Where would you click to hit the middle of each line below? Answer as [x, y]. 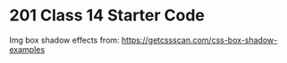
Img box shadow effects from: [64, 40]
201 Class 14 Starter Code [107, 16]
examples [27, 49]
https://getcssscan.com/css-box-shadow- [199, 40]
